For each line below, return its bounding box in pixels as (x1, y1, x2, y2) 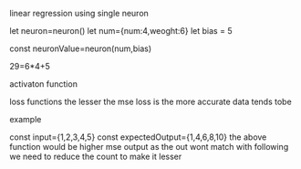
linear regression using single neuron (9, 8, 149, 18)
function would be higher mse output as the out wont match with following (9, 142, 289, 152)
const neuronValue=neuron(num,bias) (9, 43, 152, 54)
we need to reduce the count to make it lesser (9, 151, 182, 162)
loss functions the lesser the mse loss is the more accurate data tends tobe (9, 96, 292, 107)
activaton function (9, 79, 78, 90)
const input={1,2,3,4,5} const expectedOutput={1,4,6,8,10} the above (9, 132, 267, 143)
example (9, 114, 42, 124)
